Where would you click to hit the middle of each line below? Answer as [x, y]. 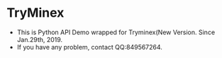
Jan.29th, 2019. [40, 39]
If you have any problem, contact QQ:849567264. [89, 47]
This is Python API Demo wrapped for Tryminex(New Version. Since [116, 32]
